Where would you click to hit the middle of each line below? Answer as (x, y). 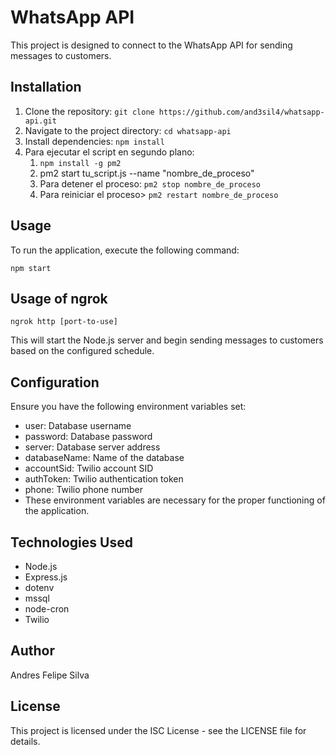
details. (25, 741)
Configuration (55, 382)
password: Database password (88, 437)
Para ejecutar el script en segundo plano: (109, 152)
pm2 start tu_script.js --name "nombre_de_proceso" (147, 173)
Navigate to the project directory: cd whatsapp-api (128, 130)
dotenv (39, 587)
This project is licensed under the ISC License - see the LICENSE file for (158, 730)
